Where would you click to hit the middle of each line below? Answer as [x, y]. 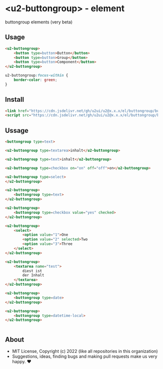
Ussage [17, 130]
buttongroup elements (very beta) [39, 22]
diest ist [32, 271]
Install [15, 100]
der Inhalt [33, 276]
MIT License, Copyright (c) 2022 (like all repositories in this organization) [85, 351]
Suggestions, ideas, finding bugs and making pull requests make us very [85, 356]
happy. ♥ [22, 362]
